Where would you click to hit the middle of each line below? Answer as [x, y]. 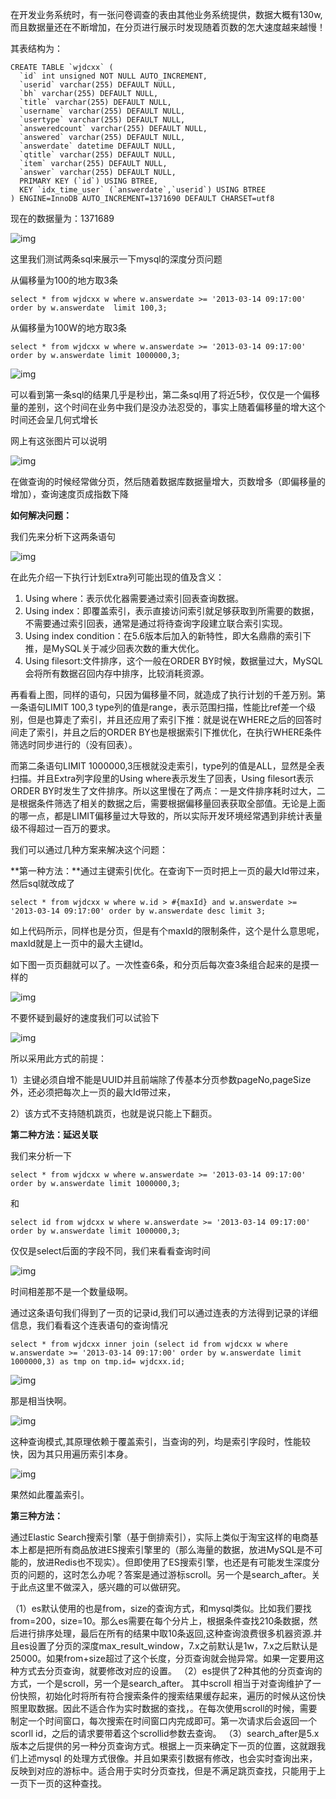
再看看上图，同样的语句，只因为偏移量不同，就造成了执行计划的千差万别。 [163, 694]
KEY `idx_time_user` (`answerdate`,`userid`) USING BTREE [143, 190]
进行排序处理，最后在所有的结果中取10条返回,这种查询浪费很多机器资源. [166, 1633]
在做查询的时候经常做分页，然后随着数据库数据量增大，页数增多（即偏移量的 [168, 481]
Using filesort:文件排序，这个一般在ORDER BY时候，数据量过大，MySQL [173, 661]
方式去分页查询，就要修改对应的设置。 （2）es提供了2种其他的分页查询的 [170, 1671]
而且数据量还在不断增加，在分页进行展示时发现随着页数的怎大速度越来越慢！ [168, 27]
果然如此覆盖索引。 [50, 1494]
